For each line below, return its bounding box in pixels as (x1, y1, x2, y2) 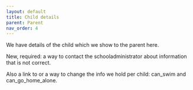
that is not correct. (6, 59, 51, 66)
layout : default (6, 8, 46, 15)
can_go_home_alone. (6, 77, 58, 84)
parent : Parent (6, 20, 44, 25)
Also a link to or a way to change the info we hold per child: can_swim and (6, 70, 187, 78)
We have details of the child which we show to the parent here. (6, 41, 159, 49)
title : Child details (6, 14, 60, 20)
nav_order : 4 (6, 25, 38, 31)
